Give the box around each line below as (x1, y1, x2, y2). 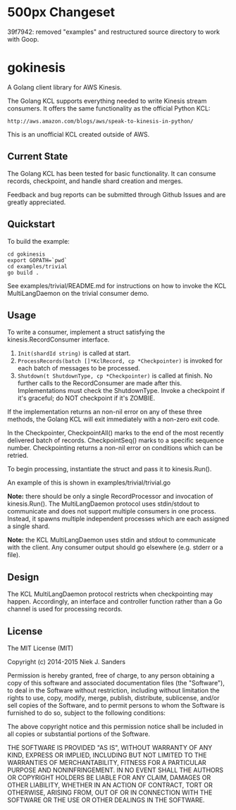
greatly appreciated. (7, 198, 66, 206)
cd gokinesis (7, 251, 46, 258)
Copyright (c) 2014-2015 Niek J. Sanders (7, 657, 125, 666)
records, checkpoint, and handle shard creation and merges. (7, 177, 183, 185)
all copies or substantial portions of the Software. (7, 730, 150, 738)
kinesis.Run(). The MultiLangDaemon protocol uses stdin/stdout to (7, 499, 200, 508)
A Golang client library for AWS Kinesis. (7, 82, 122, 92)
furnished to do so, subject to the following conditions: (7, 709, 166, 717)
